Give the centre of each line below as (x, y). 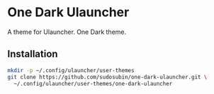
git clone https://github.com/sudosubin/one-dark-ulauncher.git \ (107, 77)
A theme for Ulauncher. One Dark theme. (67, 32)
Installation (33, 54)
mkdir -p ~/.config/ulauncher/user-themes (71, 70)
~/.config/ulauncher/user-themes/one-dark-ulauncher (93, 83)
